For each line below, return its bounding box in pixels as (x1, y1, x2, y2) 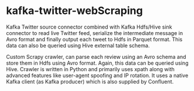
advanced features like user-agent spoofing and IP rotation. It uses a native (6, 72, 189, 79)
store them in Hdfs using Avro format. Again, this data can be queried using (6, 60, 189, 66)
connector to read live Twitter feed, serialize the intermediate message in (6, 29, 183, 36)
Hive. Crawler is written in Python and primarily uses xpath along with (6, 65, 175, 72)
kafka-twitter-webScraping (6, 4, 143, 17)
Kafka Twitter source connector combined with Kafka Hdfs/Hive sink (6, 23, 172, 30)
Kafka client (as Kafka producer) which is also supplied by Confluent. (6, 78, 174, 85)
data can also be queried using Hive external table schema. (6, 42, 150, 49)
